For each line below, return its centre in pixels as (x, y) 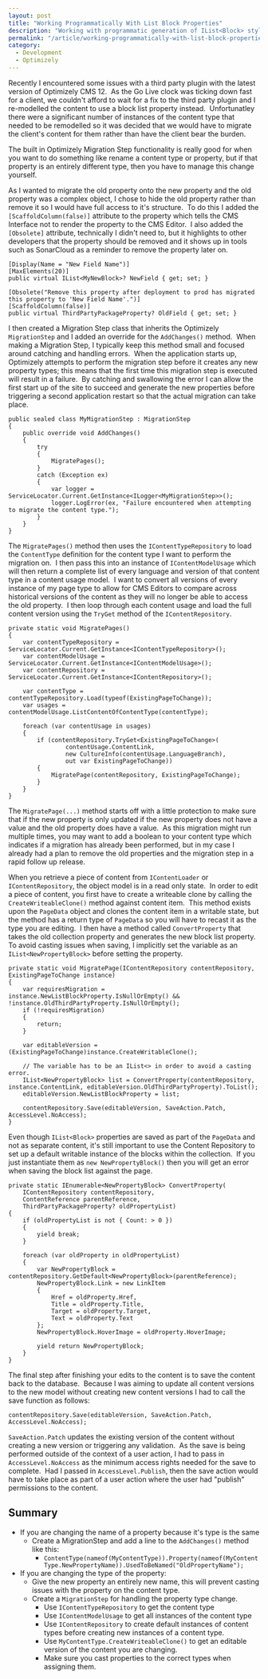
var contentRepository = (64, 670)
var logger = (72, 489)
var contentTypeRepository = (71, 642)
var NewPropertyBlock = (76, 1269)
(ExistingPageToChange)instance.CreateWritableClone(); (103, 1052)
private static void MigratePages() (69, 628)
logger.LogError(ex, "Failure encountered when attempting (151, 503)
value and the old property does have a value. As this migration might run (130, 828)
